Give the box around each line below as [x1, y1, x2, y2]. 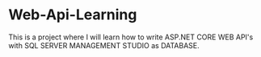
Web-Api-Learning [8, 6, 137, 24]
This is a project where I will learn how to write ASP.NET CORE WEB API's [8, 32, 254, 42]
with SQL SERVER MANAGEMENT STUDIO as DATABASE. [8, 40, 200, 50]
